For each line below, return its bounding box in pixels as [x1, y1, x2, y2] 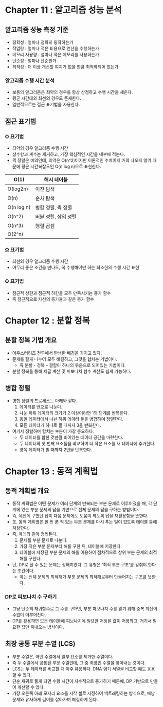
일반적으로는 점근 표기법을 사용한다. [12, 101, 80, 108]
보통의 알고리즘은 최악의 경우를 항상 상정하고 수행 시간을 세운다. [12, 89, 133, 95]
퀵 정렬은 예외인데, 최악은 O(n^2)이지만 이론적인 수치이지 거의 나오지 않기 [12, 157, 152, 163]
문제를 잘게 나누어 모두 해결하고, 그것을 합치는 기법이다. [12, 356, 118, 362]
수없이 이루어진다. [12, 612, 46, 617]
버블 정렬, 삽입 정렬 [35, 213, 77, 220]
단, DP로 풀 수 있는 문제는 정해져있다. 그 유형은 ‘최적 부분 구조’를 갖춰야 [12, 562, 147, 568]
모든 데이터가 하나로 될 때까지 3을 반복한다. [19, 422, 101, 428]
